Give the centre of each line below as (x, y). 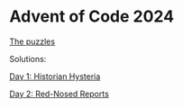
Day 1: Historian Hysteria (55, 76)
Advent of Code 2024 (91, 17)
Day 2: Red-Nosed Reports (59, 94)
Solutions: (28, 58)
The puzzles (32, 41)
